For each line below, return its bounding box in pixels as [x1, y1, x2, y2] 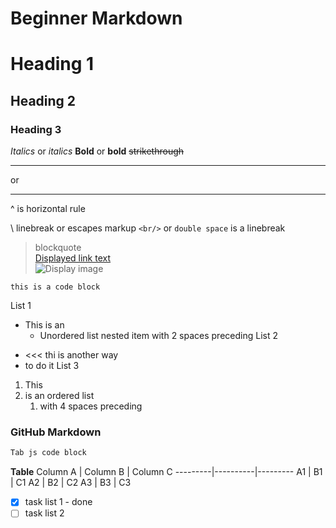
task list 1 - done [24, 496, 93, 508]
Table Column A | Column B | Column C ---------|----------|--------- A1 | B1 [10, 466, 323, 478]
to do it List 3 [24, 360, 80, 372]
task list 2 [24, 507, 65, 519]
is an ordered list [24, 390, 95, 402]
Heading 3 [10, 122, 62, 136]
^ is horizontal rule [10, 203, 86, 215]
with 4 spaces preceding [39, 400, 143, 412]
